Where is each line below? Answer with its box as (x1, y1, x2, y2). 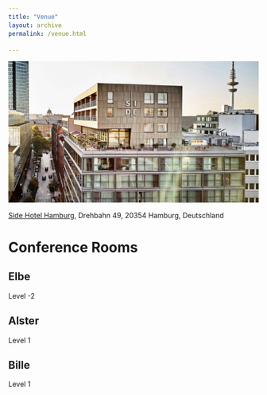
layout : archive (8, 21, 62, 29)
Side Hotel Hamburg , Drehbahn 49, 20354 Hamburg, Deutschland (8, 210, 224, 220)
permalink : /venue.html (8, 29, 87, 37)
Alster (8, 315, 40, 328)
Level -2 (8, 291, 36, 300)
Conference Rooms (8, 238, 138, 256)
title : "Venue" (8, 13, 59, 21)
